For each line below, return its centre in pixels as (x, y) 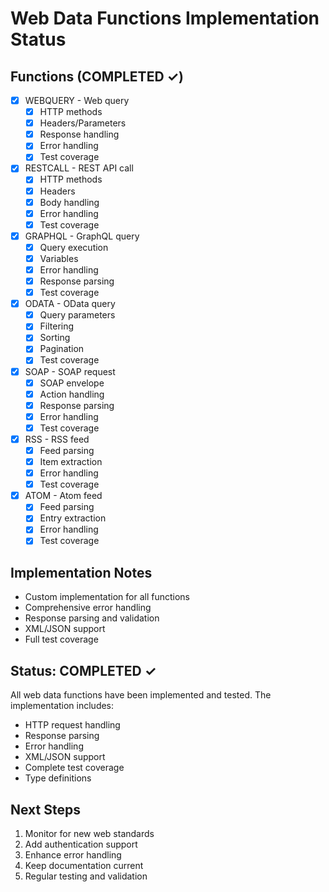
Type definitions (58, 778)
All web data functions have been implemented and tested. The (141, 695)
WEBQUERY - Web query (77, 100)
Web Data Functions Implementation (165, 18)
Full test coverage (61, 639)
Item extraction (71, 461)
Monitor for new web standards (89, 833)
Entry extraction (73, 518)
